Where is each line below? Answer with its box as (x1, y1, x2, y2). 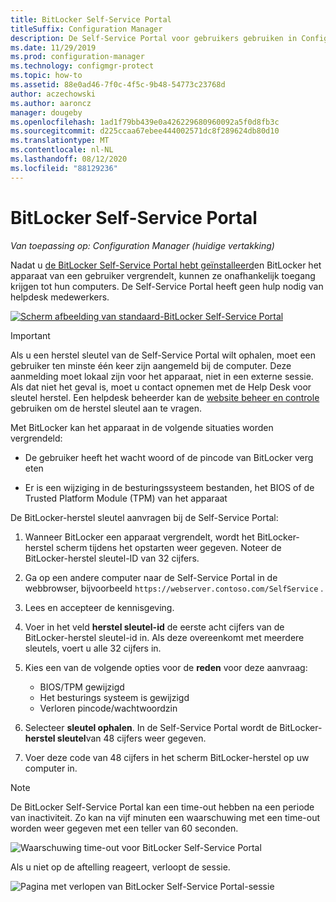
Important (10, 329, 51, 341)
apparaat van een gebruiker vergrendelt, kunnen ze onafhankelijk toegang (10, 269, 316, 281)
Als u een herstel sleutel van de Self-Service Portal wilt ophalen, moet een (10, 349, 316, 361)
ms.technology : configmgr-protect (10, 61, 155, 71)
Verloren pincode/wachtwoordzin (39, 702, 178, 714)
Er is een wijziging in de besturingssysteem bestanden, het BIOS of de (24, 481, 315, 493)
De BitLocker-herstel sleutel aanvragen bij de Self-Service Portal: (10, 511, 279, 523)
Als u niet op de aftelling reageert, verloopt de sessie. (10, 861, 231, 873)
